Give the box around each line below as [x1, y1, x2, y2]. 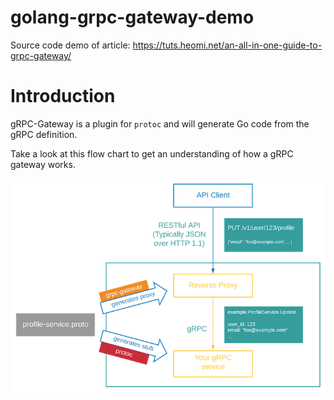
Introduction [10, 85, 116, 108]
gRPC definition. [10, 128, 78, 140]
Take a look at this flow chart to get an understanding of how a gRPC [10, 147, 294, 160]
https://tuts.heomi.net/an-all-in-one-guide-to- [132, 39, 323, 51]
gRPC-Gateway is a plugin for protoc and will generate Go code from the [10, 117, 310, 130]
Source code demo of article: [10, 39, 131, 51]
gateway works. [10, 158, 76, 170]
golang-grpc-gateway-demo [10, 6, 255, 29]
